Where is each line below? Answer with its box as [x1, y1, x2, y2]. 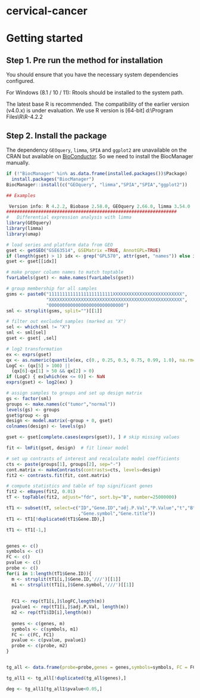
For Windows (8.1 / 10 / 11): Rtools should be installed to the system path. [6, 89, 184, 96]
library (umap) [6, 231, 42, 237]
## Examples [6, 192, 36, 198]
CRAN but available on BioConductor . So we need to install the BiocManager [6, 153, 193, 159]
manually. [6, 159, 30, 166]
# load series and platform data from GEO [6, 242, 113, 248]
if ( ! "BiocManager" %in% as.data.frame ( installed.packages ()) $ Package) [6, 171, 187, 177]
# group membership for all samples [6, 285, 97, 291]
